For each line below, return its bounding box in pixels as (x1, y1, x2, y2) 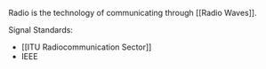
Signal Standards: (8, 25, 73, 34)
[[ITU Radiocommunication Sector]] (20, 42, 152, 52)
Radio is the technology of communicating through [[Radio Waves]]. (8, 8, 257, 18)
